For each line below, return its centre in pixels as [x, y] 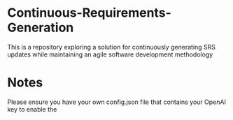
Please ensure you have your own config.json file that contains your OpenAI [116, 102]
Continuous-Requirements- [89, 13]
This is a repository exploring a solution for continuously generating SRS [111, 47]
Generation [41, 28]
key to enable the [32, 109]
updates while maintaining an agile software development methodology [110, 54]
